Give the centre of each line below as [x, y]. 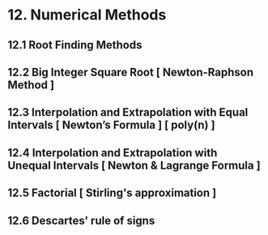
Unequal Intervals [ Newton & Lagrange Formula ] [134, 165]
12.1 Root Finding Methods [75, 45]
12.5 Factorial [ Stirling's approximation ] [112, 193]
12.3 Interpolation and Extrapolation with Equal [128, 112]
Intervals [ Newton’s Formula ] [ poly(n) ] [111, 125]
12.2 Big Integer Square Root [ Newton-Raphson [131, 72]
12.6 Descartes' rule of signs [81, 220]
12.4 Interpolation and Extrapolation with [113, 153]
